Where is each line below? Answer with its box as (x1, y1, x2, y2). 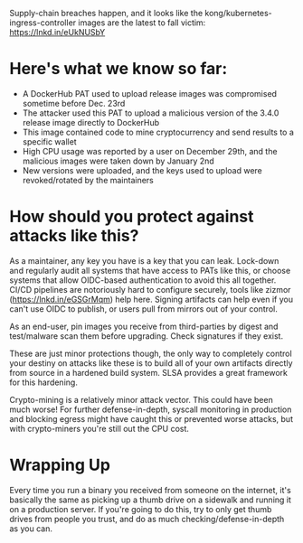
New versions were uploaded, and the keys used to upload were (22, 164, 262, 175)
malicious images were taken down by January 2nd (22, 155, 214, 166)
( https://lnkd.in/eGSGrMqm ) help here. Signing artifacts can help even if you (9, 294, 294, 304)
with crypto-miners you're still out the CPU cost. (9, 423, 190, 434)
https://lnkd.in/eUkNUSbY (9, 27, 106, 37)
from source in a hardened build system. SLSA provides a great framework (9, 367, 288, 378)
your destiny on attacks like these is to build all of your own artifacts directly (9, 357, 293, 369)
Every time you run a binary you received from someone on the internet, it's (9, 484, 291, 495)
